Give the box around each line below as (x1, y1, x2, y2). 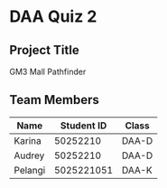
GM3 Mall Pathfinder (9, 66, 87, 77)
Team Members (9, 92, 99, 108)
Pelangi (14, 164, 46, 176)
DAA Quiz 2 (9, 6, 97, 27)
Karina (14, 134, 42, 146)
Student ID (60, 119, 107, 132)
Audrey (14, 149, 45, 162)
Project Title (9, 42, 79, 58)
